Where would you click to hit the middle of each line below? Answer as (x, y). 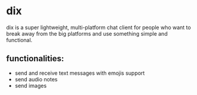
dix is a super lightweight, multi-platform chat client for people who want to (98, 27)
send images (30, 85)
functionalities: (35, 58)
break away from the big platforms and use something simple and (87, 33)
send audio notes (36, 79)
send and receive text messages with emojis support (80, 73)
